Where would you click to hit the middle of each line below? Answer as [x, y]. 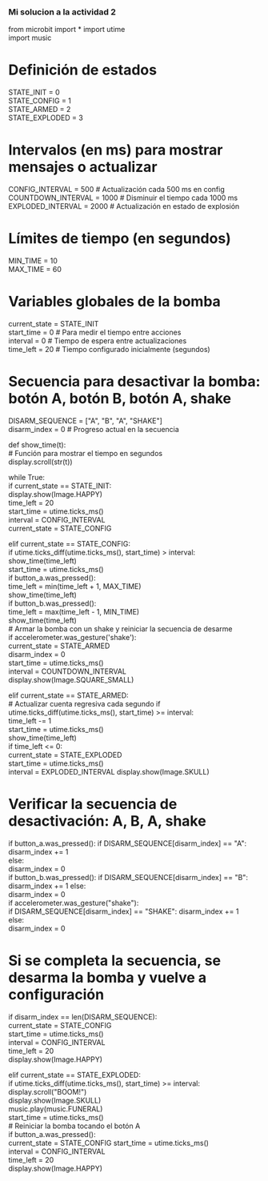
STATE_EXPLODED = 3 [46, 118]
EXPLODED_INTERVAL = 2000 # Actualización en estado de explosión [124, 206]
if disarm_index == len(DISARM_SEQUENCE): [83, 1017]
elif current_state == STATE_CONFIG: [69, 543]
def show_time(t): [37, 444]
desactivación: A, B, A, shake [107, 821]
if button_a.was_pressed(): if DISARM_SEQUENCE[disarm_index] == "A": [128, 843]
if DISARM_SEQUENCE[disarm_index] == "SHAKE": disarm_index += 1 [124, 911]
